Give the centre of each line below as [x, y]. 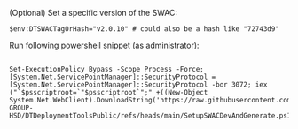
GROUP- [21, 108]
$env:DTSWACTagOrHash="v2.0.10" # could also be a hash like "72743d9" [144, 29]
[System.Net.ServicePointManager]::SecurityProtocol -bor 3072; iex [138, 85]
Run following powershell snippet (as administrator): [104, 45]
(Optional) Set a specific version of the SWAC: [94, 13]
